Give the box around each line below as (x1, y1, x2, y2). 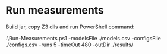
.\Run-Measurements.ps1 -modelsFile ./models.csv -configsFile (5, 34, 162, 42)
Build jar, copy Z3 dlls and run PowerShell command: (5, 23, 135, 30)
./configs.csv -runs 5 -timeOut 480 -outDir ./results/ (5, 41, 133, 48)
